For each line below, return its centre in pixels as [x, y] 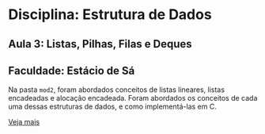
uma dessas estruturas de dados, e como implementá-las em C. [113, 107]
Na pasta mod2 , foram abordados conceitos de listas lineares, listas [117, 90]
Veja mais [24, 122]
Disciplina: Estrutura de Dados [110, 15]
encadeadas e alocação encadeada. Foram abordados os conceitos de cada [133, 98]
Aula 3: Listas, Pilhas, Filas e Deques [100, 44]
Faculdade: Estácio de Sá [72, 70]
